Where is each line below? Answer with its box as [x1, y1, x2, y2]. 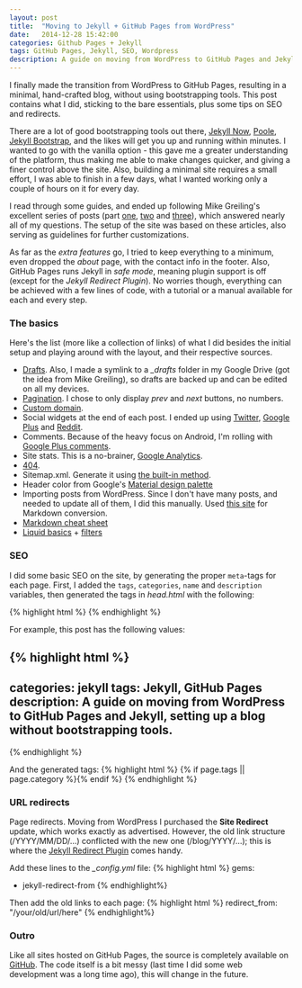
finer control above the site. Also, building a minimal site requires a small [9, 164, 277, 175]
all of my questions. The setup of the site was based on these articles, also [9, 220, 287, 230]
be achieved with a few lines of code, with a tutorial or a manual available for [9, 285, 293, 295]
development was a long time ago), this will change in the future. [9, 969, 249, 980]
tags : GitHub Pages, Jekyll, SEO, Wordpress [9, 47, 179, 56]
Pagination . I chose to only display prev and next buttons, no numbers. [22, 393, 284, 404]
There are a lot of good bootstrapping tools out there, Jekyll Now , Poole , [9, 126, 277, 136]
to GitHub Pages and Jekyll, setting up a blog [9, 708, 266, 724]
